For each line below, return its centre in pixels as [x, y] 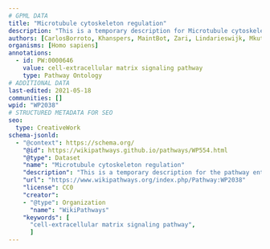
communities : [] [35, 98]
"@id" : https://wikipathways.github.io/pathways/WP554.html [125, 150]
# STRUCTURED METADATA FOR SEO [61, 113]
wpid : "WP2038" [34, 105]
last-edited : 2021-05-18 [50, 90]
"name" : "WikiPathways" [70, 210]
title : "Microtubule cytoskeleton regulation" [88, 23]
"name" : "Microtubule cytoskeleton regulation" [104, 165]
